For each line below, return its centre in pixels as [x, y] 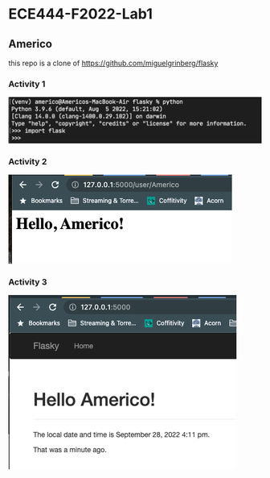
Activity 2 [28, 161]
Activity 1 [27, 84]
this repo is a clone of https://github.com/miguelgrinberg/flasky [113, 63]
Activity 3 [28, 282]
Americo [30, 44]
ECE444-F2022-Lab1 [80, 14]
